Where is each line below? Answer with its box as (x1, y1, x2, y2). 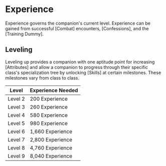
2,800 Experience (30, 136, 73, 143)
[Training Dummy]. (5, 31, 44, 37)
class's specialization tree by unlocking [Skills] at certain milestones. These (5, 69, 161, 75)
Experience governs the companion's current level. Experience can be (5, 20, 150, 26)
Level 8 (8, 144, 25, 151)
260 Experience (30, 103, 68, 110)
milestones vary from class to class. (5, 74, 79, 81)
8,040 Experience (30, 152, 73, 159)
